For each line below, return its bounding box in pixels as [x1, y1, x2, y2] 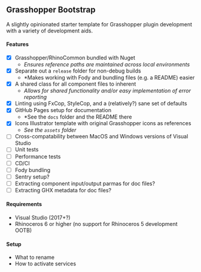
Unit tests [14, 146, 39, 153]
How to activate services [14, 260, 77, 267]
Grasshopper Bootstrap [6, 5, 96, 15]
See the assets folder [23, 126, 77, 134]
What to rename [14, 254, 55, 261]
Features [6, 41, 29, 48]
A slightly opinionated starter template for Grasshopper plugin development [6, 20, 193, 28]
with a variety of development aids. [6, 27, 93, 34]
